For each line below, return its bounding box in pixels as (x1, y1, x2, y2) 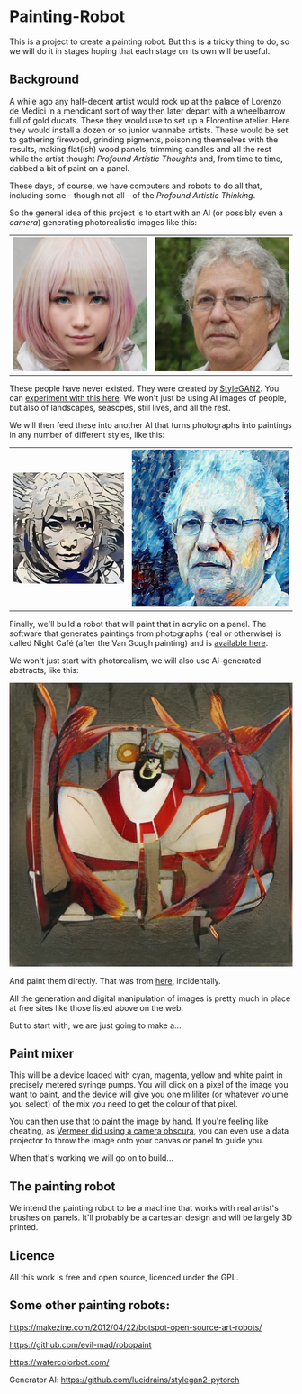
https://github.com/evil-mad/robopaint (9, 1339, 152, 1350)
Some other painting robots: (9, 1298, 171, 1313)
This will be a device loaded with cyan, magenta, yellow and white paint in (9, 1070, 283, 1080)
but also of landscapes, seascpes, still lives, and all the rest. (9, 402, 231, 413)
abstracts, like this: (9, 664, 79, 675)
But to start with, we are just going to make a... (9, 1020, 182, 1031)
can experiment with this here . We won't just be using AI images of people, (9, 392, 287, 403)
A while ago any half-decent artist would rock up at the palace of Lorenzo (9, 96, 282, 106)
